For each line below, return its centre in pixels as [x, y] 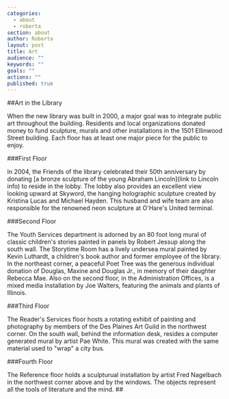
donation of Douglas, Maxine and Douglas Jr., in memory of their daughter [112, 271]
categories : [24, 13]
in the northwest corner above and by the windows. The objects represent [112, 382]
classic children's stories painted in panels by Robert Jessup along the [107, 242]
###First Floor [27, 159]
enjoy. [16, 145]
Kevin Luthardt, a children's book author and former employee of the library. [114, 257]
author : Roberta [30, 39]
